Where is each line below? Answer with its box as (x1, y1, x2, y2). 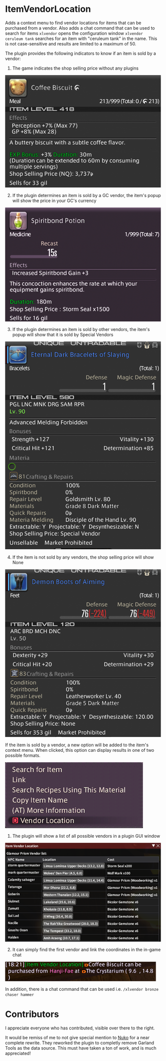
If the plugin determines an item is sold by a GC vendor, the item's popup (12, 193, 161, 199)
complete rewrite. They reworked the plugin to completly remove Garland (5, 1040, 155, 1046)
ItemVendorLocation (5, 3, 91, 15)
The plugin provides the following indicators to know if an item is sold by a (5, 50, 157, 56)
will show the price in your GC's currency (12, 198, 97, 204)
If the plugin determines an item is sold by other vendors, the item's (12, 326, 150, 332)
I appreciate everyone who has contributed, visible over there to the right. (5, 1025, 155, 1031)
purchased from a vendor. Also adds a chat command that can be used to (5, 25, 155, 31)
